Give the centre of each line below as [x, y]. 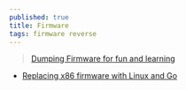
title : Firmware [39, 26]
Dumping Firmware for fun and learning [103, 59]
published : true [39, 17]
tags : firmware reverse [53, 34]
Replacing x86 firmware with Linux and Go [100, 76]
